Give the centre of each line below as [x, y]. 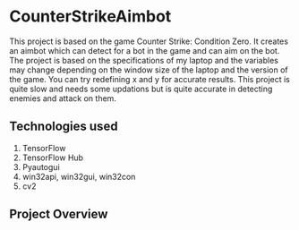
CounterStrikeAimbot [90, 17]
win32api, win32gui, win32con [79, 176]
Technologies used [64, 127]
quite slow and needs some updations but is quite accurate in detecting [141, 89]
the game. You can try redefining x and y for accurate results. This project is [150, 79]
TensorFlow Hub [52, 158]
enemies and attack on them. [63, 98]
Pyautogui [41, 166]
